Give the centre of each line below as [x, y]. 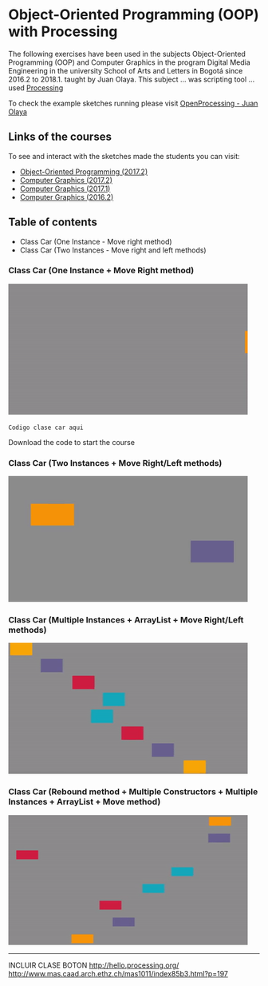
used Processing [36, 87]
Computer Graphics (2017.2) [66, 180]
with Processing [63, 32]
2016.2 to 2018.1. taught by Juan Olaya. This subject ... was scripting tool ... [132, 79]
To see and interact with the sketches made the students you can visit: [124, 156]
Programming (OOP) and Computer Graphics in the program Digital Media [130, 62]
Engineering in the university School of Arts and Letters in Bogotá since [126, 70]
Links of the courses [60, 137]
